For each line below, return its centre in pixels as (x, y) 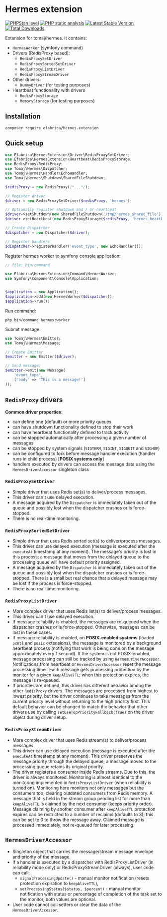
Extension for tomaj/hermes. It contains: (46, 38)
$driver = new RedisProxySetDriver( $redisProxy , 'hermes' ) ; (69, 201)
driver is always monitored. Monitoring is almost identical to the (77, 777)
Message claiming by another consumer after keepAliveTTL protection (84, 809)
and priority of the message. (41, 857)
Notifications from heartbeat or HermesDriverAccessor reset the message (86, 664)
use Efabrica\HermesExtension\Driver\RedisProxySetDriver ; (68, 155)
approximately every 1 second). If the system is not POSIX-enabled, (81, 654)
